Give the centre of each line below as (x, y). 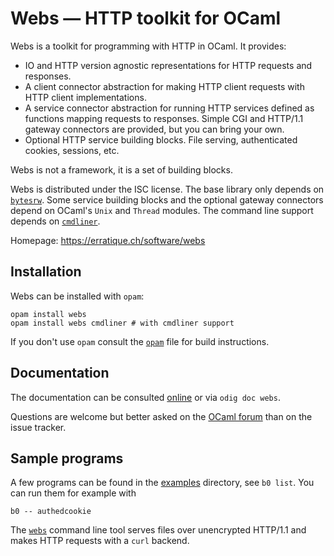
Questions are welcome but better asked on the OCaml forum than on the (161, 416)
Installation (46, 272)
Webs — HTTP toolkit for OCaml (146, 18)
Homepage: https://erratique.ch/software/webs (108, 240)
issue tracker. (38, 427)
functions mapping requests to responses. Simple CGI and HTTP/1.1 (164, 118)
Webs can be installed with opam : (77, 296)
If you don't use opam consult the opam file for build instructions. (140, 341)
